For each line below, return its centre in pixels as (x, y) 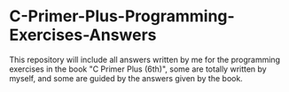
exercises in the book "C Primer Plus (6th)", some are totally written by (138, 69)
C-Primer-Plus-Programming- (122, 16)
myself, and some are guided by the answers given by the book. (126, 78)
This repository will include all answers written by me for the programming (145, 59)
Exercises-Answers (83, 35)
